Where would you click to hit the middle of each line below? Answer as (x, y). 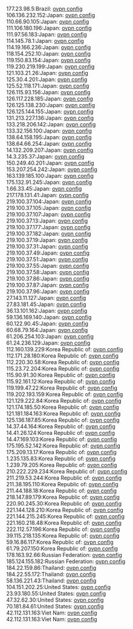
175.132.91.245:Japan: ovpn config (49, 182)
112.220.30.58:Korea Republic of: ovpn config (63, 362)
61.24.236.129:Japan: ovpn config (48, 343)
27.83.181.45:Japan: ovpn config (46, 304)
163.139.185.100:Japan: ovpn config (50, 176)
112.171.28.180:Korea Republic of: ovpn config (63, 356)
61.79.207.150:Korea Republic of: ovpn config (62, 549)
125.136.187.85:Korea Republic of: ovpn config (63, 420)
